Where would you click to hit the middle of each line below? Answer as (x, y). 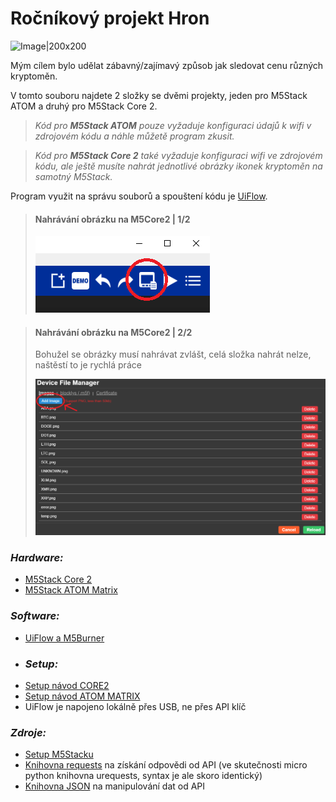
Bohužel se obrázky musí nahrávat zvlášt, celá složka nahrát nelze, (173, 354)
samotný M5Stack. (73, 176)
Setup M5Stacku (59, 754)
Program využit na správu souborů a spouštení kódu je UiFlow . (139, 196)
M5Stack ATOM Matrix (71, 590)
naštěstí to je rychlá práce (88, 365)
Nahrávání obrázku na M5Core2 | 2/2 (113, 332)
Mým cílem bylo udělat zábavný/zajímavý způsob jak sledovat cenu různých (167, 65)
